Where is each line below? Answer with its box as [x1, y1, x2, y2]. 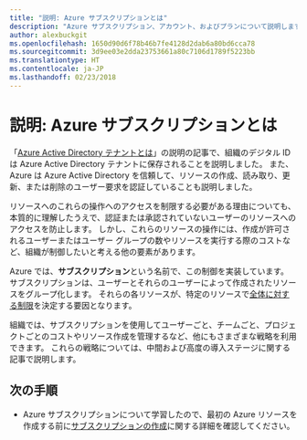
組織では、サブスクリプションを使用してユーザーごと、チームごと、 [9, 319, 265, 330]
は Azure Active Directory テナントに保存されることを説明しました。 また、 [9, 158, 294, 169]
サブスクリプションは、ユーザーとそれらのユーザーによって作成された [9, 277, 272, 288]
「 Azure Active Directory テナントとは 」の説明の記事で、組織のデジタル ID [9, 147, 291, 158]
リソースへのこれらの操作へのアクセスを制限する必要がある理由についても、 [9, 200, 297, 211]
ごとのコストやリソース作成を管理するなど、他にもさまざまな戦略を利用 [25, 330, 297, 341]
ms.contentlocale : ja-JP [9, 65, 104, 74]
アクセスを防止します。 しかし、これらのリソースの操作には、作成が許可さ [9, 223, 291, 234]
